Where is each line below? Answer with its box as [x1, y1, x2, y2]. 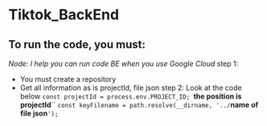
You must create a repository [19, 75, 117, 83]
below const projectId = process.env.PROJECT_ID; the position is [19, 91, 242, 101]
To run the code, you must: [8, 38, 146, 51]
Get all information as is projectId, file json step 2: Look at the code [19, 83, 243, 92]
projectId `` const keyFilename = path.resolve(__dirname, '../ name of [19, 100, 259, 109]
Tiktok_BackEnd [8, 6, 119, 24]
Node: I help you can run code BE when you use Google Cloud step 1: [8, 59, 239, 68]
